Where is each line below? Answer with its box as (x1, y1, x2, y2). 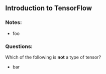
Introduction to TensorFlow (5, 4, 92, 12)
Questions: (5, 42, 33, 49)
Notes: (5, 19, 22, 26)
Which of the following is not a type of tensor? (5, 54, 101, 60)
